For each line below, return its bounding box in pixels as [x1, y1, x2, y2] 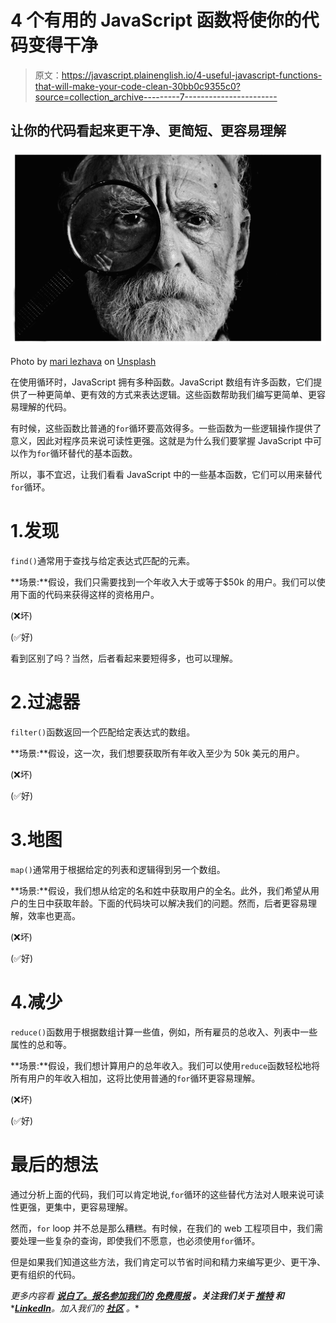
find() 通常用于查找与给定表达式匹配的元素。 [10, 555, 195, 567]
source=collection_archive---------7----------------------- [34, 91, 278, 103]
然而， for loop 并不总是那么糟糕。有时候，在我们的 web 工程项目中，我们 [10, 1222, 315, 1234]
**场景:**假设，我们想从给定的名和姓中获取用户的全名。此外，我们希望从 [10, 885, 312, 897]
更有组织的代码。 [10, 1268, 81, 1280]
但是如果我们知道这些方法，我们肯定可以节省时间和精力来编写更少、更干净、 [10, 1256, 326, 1268]
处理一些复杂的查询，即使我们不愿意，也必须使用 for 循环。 [18, 1234, 261, 1246]
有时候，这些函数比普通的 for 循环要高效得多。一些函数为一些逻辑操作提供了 [10, 422, 322, 435]
